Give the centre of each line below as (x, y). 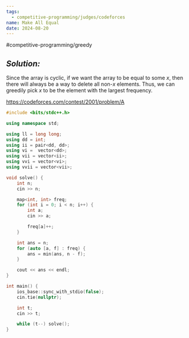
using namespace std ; (33, 123)
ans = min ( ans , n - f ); (56, 254)
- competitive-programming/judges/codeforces (69, 17)
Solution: (23, 64)
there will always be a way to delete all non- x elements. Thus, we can (91, 84)
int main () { (22, 287)
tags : (13, 12)
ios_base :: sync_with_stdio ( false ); (61, 292)
